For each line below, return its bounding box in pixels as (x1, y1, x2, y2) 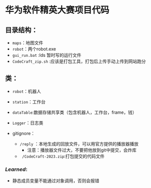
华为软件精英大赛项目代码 (5, 4, 110, 16)
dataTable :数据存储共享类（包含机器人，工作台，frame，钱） (12, 109, 137, 115)
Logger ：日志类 (12, 120, 44, 126)
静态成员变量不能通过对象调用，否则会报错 (12, 178, 100, 184)
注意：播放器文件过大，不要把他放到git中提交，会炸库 (27, 147, 137, 153)
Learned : (5, 166, 28, 173)
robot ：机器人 (12, 88, 41, 94)
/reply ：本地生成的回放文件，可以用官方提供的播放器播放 (19, 141, 139, 146)
